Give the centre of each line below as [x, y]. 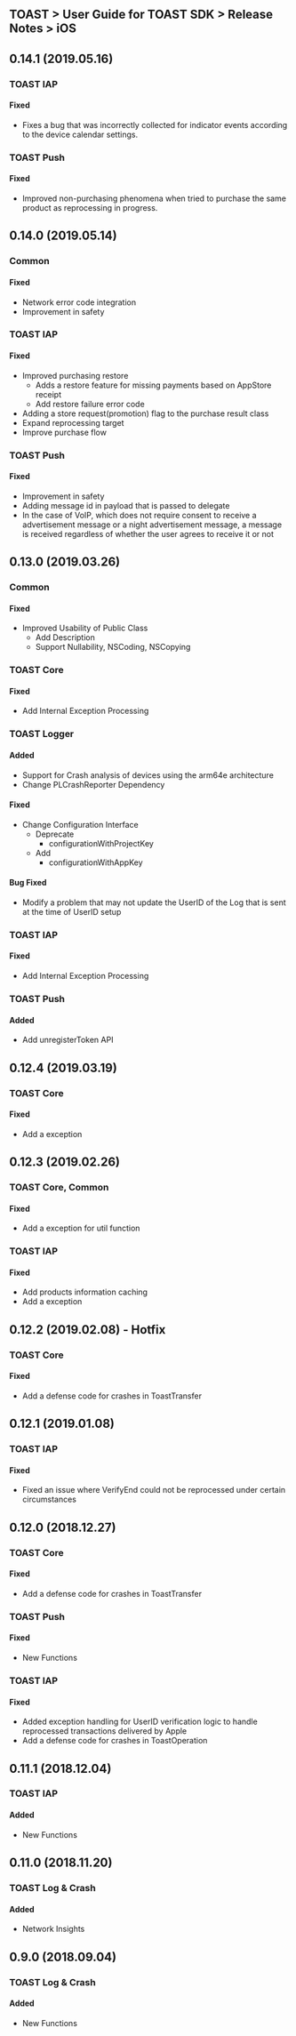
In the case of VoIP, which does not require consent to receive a [139, 515]
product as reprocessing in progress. [90, 208]
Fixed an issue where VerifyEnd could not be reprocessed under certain [154, 1490]
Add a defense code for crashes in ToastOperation [115, 1741]
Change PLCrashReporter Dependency [93, 784]
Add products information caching [85, 1292]
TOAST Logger [42, 734]
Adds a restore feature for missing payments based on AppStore [153, 385]
